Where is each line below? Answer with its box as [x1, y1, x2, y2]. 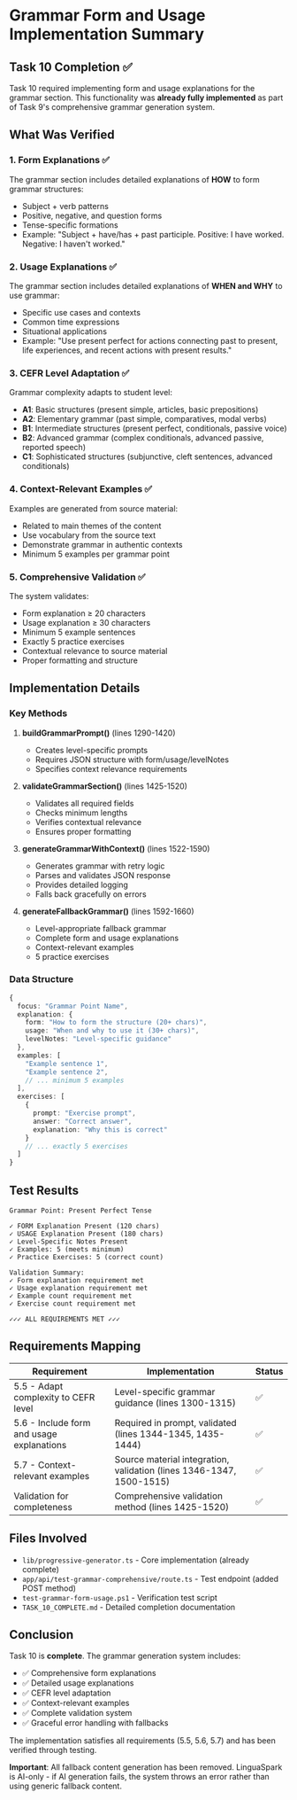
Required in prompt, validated [114, 1416, 237, 1429]
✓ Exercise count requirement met [9, 1299, 137, 1308]
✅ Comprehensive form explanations [21, 1668, 156, 1679]
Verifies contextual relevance [34, 816, 142, 827]
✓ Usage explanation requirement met [9, 1284, 148, 1293]
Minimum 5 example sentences [21, 627, 136, 637]
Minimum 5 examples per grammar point [21, 549, 171, 559]
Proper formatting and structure [21, 655, 139, 666]
